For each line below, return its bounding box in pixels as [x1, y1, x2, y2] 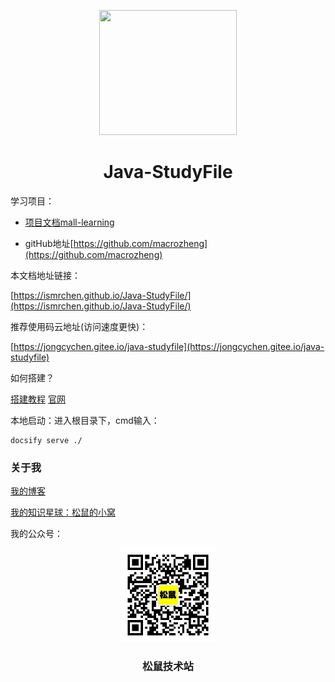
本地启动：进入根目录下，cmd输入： [10, 414, 160, 426]
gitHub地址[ [24, 237, 74, 249]
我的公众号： [10, 528, 63, 540]
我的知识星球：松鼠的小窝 [10, 506, 116, 519]
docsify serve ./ [10, 435, 83, 445]
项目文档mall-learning [24, 216, 115, 228]
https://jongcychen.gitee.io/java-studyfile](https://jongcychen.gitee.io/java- [13, 340, 325, 352]
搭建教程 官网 [10, 393, 66, 405]
